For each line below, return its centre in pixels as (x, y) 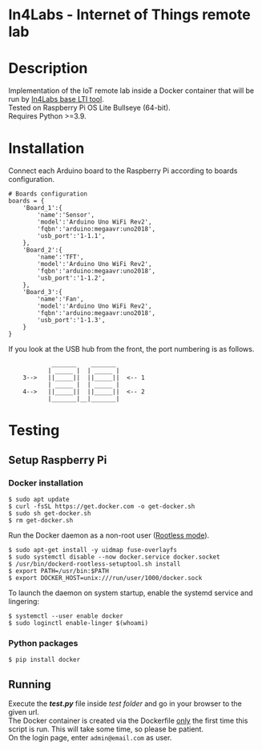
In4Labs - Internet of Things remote (129, 15)
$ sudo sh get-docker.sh (50, 513)
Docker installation (46, 482)
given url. (24, 712)
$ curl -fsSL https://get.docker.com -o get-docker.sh (102, 506)
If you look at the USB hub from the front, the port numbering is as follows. (131, 349)
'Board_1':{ (42, 208)
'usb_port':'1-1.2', (71, 278)
